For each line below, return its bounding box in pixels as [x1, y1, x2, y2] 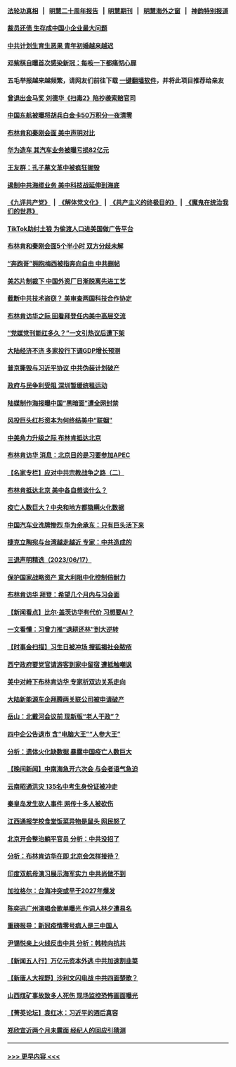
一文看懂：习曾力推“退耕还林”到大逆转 [7, 625, 119, 634]
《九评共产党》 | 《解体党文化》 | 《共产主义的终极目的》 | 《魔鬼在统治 [7, 198, 223, 207]
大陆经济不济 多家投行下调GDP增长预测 [7, 346, 121, 355]
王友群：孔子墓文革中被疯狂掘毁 [7, 163, 100, 172]
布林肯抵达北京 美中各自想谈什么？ [7, 486, 107, 494]
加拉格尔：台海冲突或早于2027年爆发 [7, 887, 116, 895]
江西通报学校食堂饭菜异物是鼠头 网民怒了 [7, 817, 126, 825]
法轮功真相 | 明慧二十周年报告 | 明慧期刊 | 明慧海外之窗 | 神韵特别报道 [7, 6, 229, 15]
